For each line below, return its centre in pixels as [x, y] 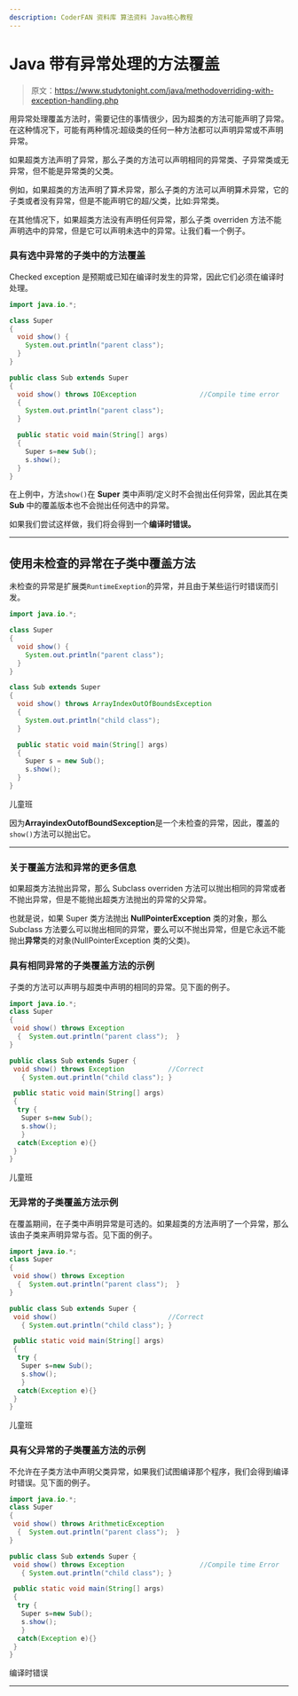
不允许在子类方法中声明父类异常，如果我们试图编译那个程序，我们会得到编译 [149, 1471]
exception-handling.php [74, 100]
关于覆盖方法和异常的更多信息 [73, 868]
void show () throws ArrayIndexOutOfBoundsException [115, 704]
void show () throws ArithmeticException [89, 1524]
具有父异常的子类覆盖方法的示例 [78, 1450]
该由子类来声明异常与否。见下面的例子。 [83, 1235]
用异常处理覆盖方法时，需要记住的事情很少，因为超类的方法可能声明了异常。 [149, 118]
